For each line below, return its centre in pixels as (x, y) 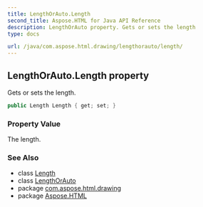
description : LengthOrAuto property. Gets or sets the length (101, 27)
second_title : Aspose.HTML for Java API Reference (84, 21)
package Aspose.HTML (52, 196)
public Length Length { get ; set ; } (62, 105)
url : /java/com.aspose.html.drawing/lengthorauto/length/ (95, 47)
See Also (23, 158)
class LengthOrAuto (47, 181)
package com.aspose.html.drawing (69, 189)
